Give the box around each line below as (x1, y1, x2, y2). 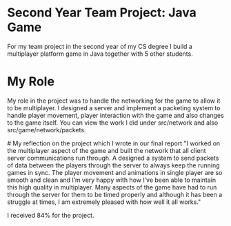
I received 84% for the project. (7, 211, 94, 219)
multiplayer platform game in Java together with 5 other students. (7, 50, 193, 58)
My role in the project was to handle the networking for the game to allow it (7, 96, 221, 105)
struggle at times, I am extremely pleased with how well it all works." (7, 198, 201, 206)
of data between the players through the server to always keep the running (7, 161, 220, 169)
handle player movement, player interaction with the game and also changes (7, 111, 224, 119)
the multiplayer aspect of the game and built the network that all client (7, 146, 206, 154)
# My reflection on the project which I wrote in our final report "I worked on (7, 139, 221, 147)
